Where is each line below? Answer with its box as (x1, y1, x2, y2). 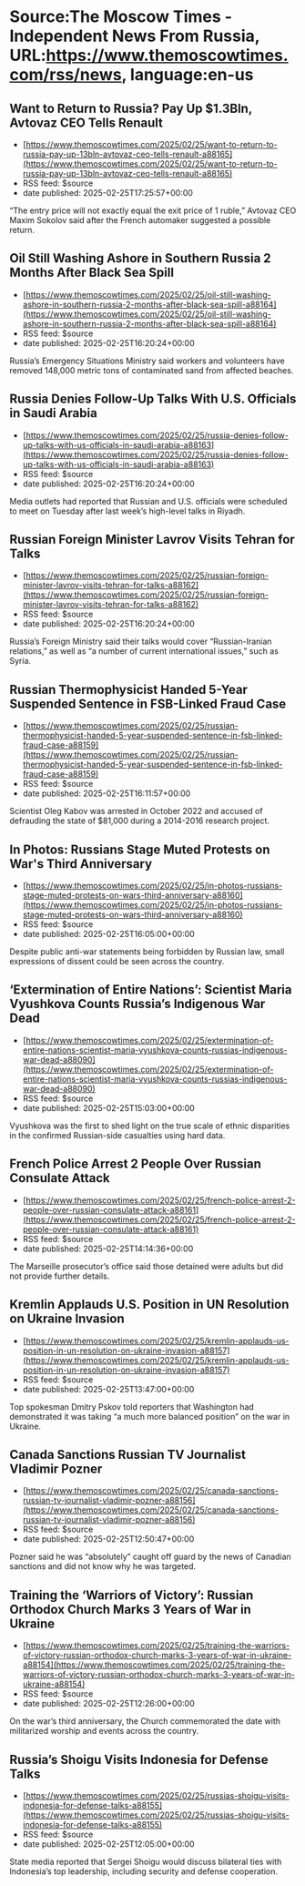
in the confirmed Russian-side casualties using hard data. (9, 1129, 226, 1140)
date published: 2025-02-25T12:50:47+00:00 (22, 1534, 195, 1544)
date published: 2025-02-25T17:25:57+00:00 (22, 188, 194, 198)
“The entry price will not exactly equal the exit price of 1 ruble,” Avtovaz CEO (9, 205, 297, 216)
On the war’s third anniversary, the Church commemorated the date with (9, 1716, 280, 1727)
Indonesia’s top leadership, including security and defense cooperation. (9, 1865, 278, 1877)
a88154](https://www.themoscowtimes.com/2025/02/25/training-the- (22, 1659, 286, 1670)
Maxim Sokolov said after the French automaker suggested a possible (9, 215, 271, 225)
